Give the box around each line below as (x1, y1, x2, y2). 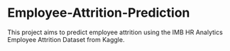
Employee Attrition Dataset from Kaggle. (7, 35, 125, 43)
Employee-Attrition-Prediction (7, 5, 190, 21)
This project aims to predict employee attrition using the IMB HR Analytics (7, 28, 224, 36)
